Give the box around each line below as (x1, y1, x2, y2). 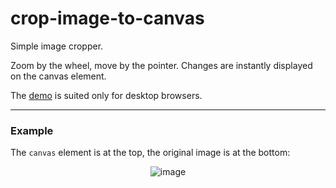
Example (10, 123, 54, 137)
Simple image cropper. (10, 40, 104, 52)
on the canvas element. (10, 70, 107, 82)
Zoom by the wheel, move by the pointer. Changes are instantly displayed (10, 59, 313, 71)
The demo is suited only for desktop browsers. (10, 89, 203, 101)
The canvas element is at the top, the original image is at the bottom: (10, 147, 291, 159)
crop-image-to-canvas (10, 7, 205, 30)
